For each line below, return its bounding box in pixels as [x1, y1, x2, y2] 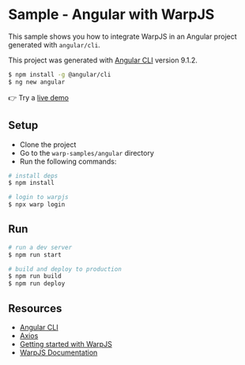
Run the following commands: [19, 156, 117, 166]
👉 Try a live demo [8, 92, 70, 102]
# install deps [8, 171, 58, 179]
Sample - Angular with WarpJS [8, 6, 215, 24]
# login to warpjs [8, 194, 69, 201]
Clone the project [19, 140, 77, 149]
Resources [8, 302, 62, 315]
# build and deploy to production [8, 265, 122, 273]
